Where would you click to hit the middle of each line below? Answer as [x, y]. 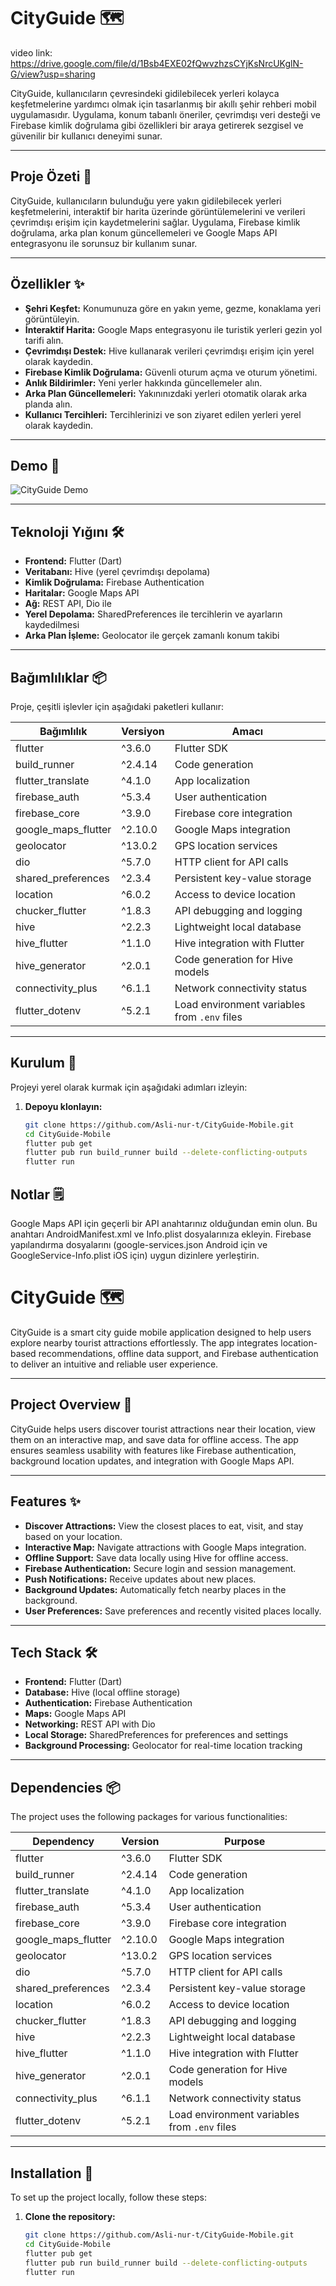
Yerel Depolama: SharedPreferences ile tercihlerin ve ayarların [153, 614]
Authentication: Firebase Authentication [108, 1703]
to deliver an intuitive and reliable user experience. [114, 1364]
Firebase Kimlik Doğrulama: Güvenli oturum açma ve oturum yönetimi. [171, 372]
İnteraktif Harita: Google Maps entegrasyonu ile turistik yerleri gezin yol [173, 329]
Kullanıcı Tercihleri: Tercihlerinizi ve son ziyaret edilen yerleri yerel [163, 414]
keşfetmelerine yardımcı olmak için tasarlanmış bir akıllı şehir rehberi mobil [163, 104]
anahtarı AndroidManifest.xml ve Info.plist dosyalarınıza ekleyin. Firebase [161, 1234]
